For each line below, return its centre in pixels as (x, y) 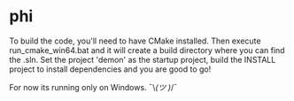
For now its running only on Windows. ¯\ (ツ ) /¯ (93, 87)
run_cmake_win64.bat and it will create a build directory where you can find (147, 50)
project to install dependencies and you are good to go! (110, 69)
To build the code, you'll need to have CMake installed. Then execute (135, 41)
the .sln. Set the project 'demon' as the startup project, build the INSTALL (143, 59)
